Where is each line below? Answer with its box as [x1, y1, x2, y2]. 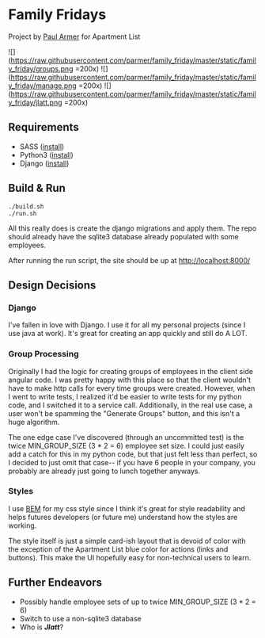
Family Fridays [8, 6, 107, 24]
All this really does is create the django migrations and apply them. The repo [8, 223, 257, 233]
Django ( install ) [19, 159, 70, 168]
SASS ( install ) [19, 141, 65, 151]
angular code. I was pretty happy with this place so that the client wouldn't [8, 375, 252, 384]
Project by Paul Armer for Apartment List [8, 32, 141, 41]
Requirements [8, 120, 79, 134]
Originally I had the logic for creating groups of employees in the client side [8, 366, 253, 376]
